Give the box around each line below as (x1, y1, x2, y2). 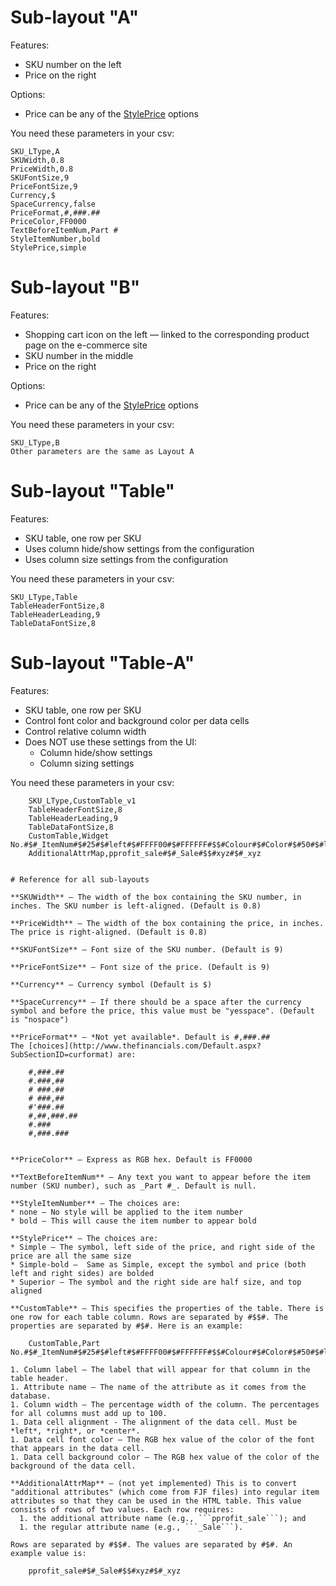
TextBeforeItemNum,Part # (10, 225, 118, 235)
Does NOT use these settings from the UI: (24, 736, 198, 748)
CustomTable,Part (28, 1338, 101, 1348)
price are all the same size (10, 1251, 132, 1261)
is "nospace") (10, 1014, 70, 1025)
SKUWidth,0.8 (10, 155, 65, 165)
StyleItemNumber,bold (10, 234, 101, 244)
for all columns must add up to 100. (10, 1408, 168, 1418)
